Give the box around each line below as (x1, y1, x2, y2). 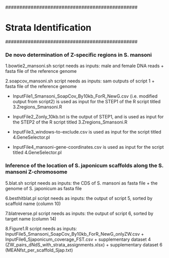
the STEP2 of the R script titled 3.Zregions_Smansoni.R (12, 119, 128, 125)
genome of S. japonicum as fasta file (5, 185, 82, 191)
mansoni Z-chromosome (5, 168, 67, 176)
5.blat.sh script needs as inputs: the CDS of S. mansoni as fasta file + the (5, 180, 158, 186)
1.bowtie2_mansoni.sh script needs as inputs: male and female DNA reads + (5, 63, 164, 69)
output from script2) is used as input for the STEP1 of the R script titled (12, 99, 161, 105)
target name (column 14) (5, 216, 57, 222)
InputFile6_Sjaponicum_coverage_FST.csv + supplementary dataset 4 (5, 236, 151, 242)
